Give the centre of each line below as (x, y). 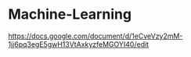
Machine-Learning (70, 14)
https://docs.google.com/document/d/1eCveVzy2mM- (95, 36)
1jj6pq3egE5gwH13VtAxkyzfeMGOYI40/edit (79, 44)
